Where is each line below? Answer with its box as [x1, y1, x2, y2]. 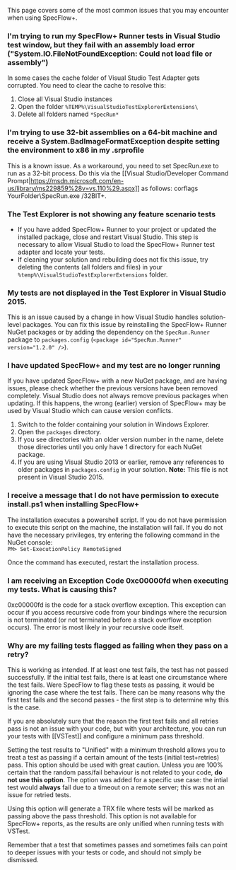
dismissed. [7, 856, 39, 864]
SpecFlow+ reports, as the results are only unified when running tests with [7, 820, 224, 828]
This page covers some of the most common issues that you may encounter [7, 6, 229, 14]
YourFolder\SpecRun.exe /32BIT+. [7, 191, 107, 200]
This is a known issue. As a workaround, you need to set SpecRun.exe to [7, 161, 219, 170]
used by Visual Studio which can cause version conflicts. [7, 407, 173, 415]
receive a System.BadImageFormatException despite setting [7, 137, 220, 146]
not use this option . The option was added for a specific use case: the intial [7, 776, 228, 784]
